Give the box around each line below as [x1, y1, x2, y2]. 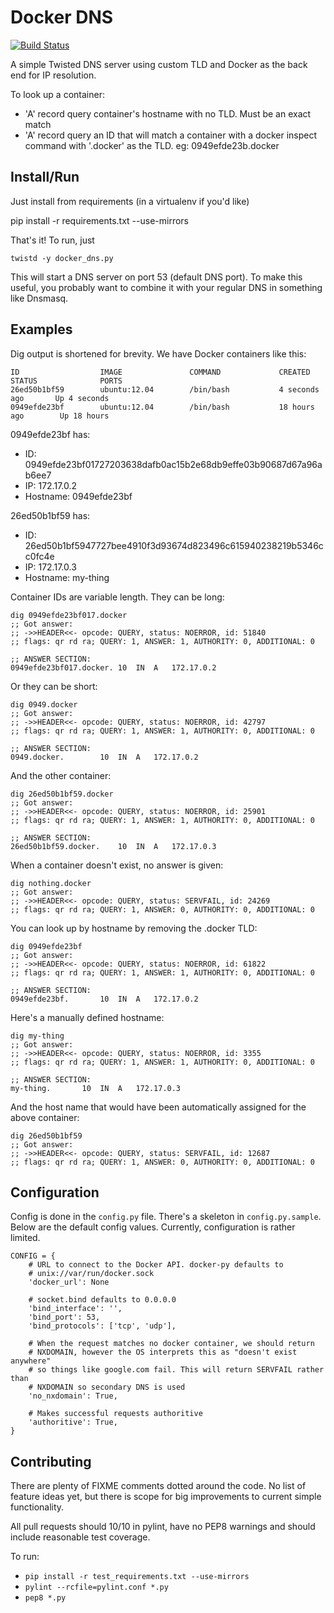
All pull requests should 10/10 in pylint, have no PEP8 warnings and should [10, 1521, 316, 1533]
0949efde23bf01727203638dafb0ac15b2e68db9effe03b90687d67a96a [24, 458, 323, 470]
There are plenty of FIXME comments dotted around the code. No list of [10, 1480, 307, 1492]
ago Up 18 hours [10, 411, 110, 421]
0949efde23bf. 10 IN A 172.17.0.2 [10, 994, 199, 1004]
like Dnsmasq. [10, 292, 69, 304]
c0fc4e [24, 550, 55, 562]
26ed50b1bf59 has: [10, 509, 91, 521]
